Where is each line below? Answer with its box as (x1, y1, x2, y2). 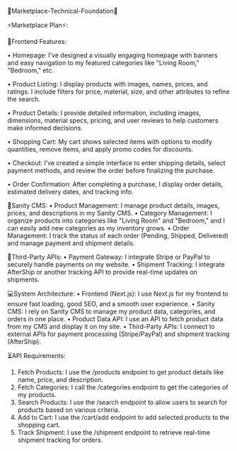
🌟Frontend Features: (7, 38, 67, 45)
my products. (17, 391, 57, 399)
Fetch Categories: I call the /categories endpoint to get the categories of (17, 383, 229, 391)
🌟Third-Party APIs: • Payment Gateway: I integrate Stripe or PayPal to (7, 252, 211, 261)
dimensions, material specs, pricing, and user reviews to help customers (7, 116, 219, 124)
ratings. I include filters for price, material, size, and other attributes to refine (7, 87, 230, 96)
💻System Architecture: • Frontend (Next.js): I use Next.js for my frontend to (7, 289, 229, 298)
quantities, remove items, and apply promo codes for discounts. (7, 145, 193, 153)
